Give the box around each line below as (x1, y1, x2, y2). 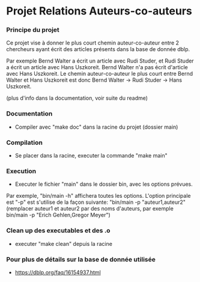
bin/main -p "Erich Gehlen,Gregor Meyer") (6, 212, 111, 219)
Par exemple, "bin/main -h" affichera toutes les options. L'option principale (6, 192, 191, 200)
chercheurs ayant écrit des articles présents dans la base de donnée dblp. (6, 46, 190, 53)
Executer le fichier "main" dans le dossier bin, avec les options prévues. (14, 180, 193, 188)
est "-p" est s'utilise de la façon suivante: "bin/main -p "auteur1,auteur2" (6, 198, 186, 206)
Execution (6, 167, 37, 175)
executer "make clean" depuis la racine (14, 240, 113, 247)
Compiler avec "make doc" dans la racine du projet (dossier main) (14, 123, 178, 130)
